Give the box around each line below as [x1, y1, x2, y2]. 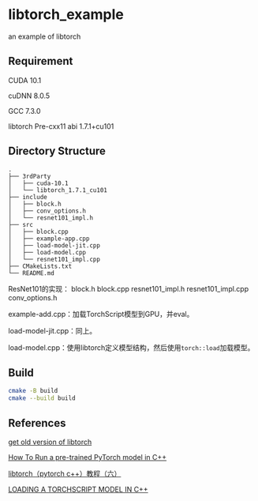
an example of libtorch [8, 32, 81, 41]
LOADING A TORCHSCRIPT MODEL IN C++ [8, 484, 148, 494]
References [8, 416, 66, 430]
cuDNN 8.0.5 [8, 91, 50, 100]
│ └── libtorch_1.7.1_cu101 [8, 186, 108, 194]
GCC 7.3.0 [8, 106, 41, 115]
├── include [8, 193, 47, 201]
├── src [8, 220, 34, 228]
